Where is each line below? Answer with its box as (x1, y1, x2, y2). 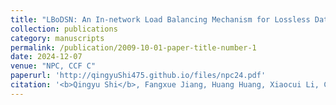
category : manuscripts (10, 33, 105, 43)
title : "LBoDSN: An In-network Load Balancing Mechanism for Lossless (10, 14, 311, 25)
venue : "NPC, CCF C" (10, 61, 97, 71)
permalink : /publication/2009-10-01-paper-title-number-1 (10, 42, 257, 53)
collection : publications (10, 24, 118, 34)
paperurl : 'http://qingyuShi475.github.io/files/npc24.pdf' (10, 71, 267, 81)
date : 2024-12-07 (10, 52, 83, 62)
